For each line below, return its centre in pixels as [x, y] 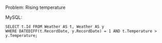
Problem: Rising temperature [35, 7]
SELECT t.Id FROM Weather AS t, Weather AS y [55, 27]
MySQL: [14, 17]
